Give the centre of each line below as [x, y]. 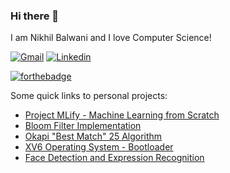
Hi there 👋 [35, 16]
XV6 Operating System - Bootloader [99, 147]
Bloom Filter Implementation [83, 126]
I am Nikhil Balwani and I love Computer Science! [111, 38]
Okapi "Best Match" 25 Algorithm [93, 136]
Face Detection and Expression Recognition [114, 158]
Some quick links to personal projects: [89, 96]
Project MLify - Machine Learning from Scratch [122, 115]
